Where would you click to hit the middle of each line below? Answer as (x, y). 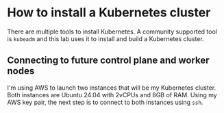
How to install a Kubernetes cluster (109, 13)
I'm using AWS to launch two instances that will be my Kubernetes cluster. (112, 88)
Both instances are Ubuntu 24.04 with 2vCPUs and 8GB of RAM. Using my (112, 95)
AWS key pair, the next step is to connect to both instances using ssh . (105, 102)
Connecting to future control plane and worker (109, 61)
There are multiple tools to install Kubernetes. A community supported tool (112, 32)
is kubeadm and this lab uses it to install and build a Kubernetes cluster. (105, 38)
